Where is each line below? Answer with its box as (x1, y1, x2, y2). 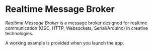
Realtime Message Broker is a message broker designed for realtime (5, 20, 147, 26)
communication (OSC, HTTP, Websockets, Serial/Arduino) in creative (5, 25, 148, 31)
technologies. (5, 30, 34, 36)
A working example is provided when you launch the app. (5, 40, 124, 46)
